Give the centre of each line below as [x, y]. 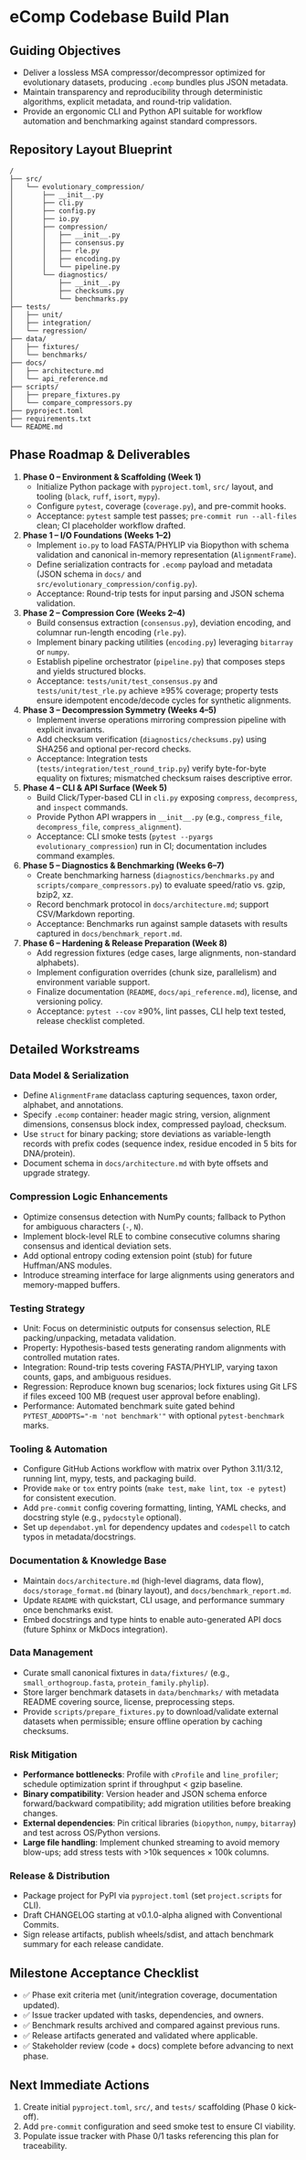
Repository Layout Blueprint [91, 149]
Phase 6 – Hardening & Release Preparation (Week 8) [125, 942]
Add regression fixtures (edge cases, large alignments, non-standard [166, 952]
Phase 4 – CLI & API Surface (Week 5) [95, 787]
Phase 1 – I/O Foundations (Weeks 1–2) [97, 535]
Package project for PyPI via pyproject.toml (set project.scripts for [152, 1896]
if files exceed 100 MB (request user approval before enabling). [141, 1396]
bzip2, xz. [55, 894]
